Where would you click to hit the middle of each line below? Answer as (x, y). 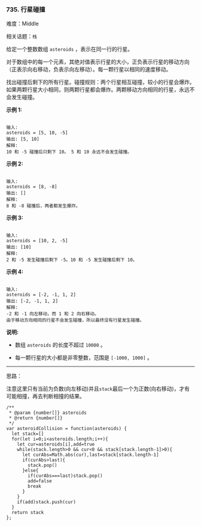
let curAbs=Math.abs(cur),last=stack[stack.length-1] (91, 455)
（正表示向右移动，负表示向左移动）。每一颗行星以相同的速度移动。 (89, 70)
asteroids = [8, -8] (32, 187)
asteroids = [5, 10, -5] (37, 133)
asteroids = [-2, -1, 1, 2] (41, 295)
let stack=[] (28, 434)
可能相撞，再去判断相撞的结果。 (45, 396)
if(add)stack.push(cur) (47, 502)
